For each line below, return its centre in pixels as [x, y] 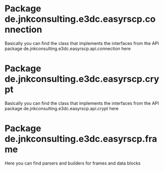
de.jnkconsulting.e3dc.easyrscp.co [80, 19]
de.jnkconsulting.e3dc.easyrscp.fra [81, 139]
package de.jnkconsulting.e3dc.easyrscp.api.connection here [68, 48]
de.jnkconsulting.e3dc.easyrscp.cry [82, 79]
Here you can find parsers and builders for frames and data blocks [73, 163]
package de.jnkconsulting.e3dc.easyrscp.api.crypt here [62, 108]
